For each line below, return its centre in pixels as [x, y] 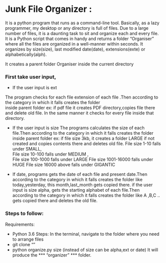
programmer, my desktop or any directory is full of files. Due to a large [77, 28]
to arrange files [28, 239]
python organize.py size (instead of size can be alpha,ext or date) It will [85, 250]
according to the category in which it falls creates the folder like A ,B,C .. [86, 195]
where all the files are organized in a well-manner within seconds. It [74, 44]
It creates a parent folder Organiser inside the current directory [69, 64]
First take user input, [31, 77]
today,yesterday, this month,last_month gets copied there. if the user [82, 185]
